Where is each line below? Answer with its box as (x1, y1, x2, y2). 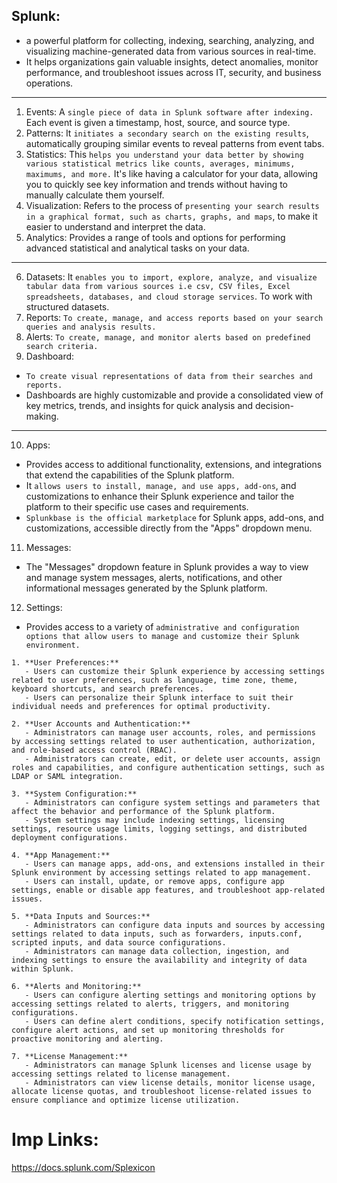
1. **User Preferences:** (11, 657, 119, 668)
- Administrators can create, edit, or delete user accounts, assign (24, 754, 321, 764)
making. (25, 410, 59, 422)
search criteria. (25, 341, 99, 351)
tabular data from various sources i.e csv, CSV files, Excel (25, 281, 291, 291)
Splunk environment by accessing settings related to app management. (11, 867, 312, 878)
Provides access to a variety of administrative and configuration (25, 620, 300, 633)
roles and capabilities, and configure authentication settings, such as (11, 762, 326, 773)
